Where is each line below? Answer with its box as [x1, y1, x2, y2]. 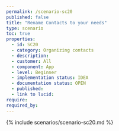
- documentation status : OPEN [11, 81, 86, 87]
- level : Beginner [11, 69, 57, 75]
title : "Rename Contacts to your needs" [6, 20, 108, 25]
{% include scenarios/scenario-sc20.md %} [6, 119, 114, 126]
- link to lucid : [11, 91, 54, 97]
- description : [11, 53, 49, 59]
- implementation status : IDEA [11, 75, 89, 81]
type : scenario [6, 25, 44, 31]
